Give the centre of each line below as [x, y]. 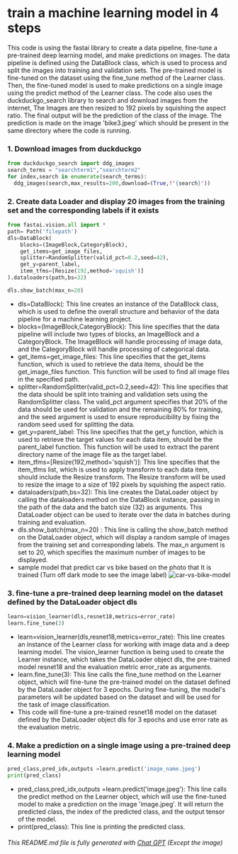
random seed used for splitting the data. [76, 424]
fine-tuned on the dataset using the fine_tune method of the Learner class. [116, 78]
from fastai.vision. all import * [57, 225]
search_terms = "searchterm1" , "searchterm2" [74, 170]
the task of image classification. [64, 704]
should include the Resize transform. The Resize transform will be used [121, 477]
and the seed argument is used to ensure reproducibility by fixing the [118, 416]
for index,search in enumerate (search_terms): [77, 176]
